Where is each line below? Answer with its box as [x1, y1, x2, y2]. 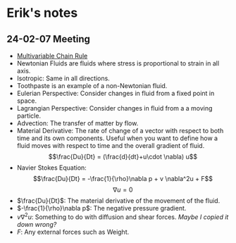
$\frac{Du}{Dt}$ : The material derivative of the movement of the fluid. [16, 197, 221, 205]
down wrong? [16, 220, 57, 228]
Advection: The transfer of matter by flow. [16, 119, 139, 127]
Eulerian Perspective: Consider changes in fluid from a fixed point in [16, 89, 215, 97]
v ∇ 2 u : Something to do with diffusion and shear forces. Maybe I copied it [16, 211, 229, 221]
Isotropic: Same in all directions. [16, 74, 110, 82]
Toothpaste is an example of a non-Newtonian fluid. [16, 82, 168, 89]
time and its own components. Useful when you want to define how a [16, 134, 218, 142]
